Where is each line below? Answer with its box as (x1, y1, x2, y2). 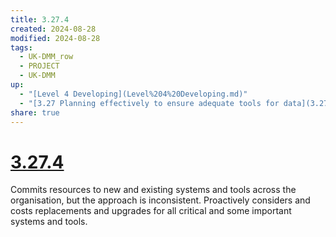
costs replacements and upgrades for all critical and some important (10, 205, 292, 217)
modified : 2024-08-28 (10, 33, 101, 43)
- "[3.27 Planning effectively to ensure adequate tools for (19, 98, 280, 108)
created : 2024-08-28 (10, 24, 97, 34)
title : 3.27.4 (10, 14, 70, 25)
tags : (10, 42, 33, 53)
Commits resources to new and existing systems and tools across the (10, 184, 297, 196)
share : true (10, 107, 60, 118)
